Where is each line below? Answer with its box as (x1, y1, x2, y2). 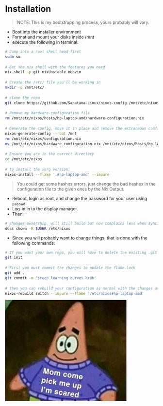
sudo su (5, 54, 21, 59)
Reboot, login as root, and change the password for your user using (12, 195, 147, 201)
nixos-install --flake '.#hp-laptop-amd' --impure (5, 172, 110, 177)
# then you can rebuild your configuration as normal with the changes (5, 286, 153, 291)
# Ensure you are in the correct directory (5, 152, 95, 156)
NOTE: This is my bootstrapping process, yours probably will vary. (16, 19, 149, 25)
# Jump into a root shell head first (5, 49, 81, 54)
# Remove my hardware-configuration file (5, 111, 90, 116)
